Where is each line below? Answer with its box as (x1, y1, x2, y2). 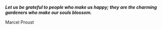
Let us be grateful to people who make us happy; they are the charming (5, 4, 157, 10)
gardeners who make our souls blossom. (5, 9, 92, 15)
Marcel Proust (5, 19, 34, 25)
